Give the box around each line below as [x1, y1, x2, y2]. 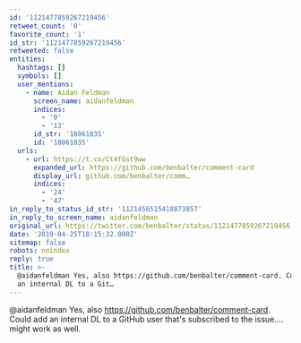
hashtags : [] [17, 64, 66, 73]
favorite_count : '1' [9, 30, 87, 39]
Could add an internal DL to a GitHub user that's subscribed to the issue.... [9, 313, 284, 324]
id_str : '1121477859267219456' [9, 38, 126, 47]
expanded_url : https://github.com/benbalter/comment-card [32, 163, 254, 172]
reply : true [9, 254, 54, 264]
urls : [17, 146, 39, 155]
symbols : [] [17, 72, 63, 81]
